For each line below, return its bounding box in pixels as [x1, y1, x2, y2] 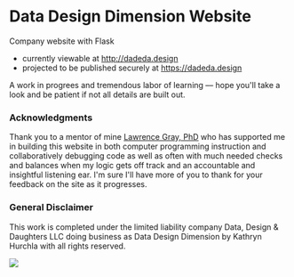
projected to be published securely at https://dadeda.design [21, 62, 242, 73]
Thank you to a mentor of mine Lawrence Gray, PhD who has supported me [9, 132, 286, 143]
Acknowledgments [9, 111, 93, 124]
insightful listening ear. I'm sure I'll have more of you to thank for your [9, 169, 264, 180]
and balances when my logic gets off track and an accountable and [9, 160, 256, 171]
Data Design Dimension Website [9, 6, 251, 27]
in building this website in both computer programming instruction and [9, 141, 266, 152]
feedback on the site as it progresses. [9, 179, 147, 190]
